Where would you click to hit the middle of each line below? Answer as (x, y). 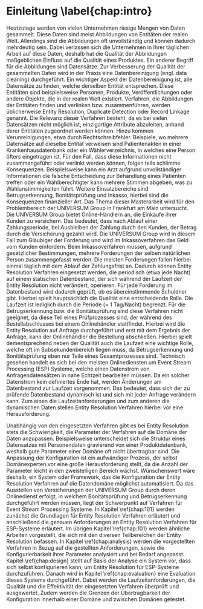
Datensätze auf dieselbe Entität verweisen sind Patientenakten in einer (94, 143)
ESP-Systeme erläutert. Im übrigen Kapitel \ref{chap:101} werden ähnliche (98, 528)
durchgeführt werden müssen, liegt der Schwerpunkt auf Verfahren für (95, 502)
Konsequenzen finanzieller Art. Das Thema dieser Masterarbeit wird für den (100, 202)
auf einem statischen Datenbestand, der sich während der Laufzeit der (94, 278)
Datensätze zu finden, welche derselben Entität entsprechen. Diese (90, 85)
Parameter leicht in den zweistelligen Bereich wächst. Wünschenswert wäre (101, 470)
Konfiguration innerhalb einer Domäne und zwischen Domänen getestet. (96, 599)
